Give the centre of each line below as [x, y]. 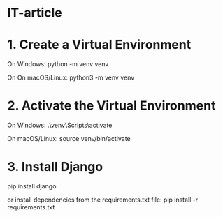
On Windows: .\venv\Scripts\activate [60, 125]
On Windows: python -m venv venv [58, 64]
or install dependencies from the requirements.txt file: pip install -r [103, 200]
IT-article [35, 13]
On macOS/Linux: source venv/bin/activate [69, 139]
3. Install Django [55, 167]
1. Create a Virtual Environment [99, 45]
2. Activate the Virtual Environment [111, 106]
